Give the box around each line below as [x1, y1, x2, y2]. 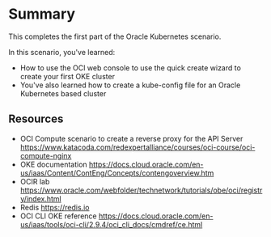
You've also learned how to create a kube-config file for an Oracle [19, 80, 241, 90]
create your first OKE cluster [19, 71, 116, 81]
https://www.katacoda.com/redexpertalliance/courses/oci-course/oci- [19, 142, 256, 152]
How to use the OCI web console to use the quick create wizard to [19, 62, 241, 73]
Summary [8, 5, 75, 23]
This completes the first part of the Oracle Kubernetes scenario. [8, 32, 222, 41]
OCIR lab [19, 176, 50, 186]
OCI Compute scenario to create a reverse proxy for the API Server [19, 133, 243, 143]
